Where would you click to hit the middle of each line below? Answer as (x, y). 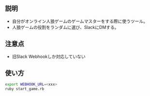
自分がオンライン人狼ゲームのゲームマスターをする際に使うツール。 (80, 21)
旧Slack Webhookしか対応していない (49, 56)
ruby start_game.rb (25, 89)
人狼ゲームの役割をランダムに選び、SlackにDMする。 (66, 27)
